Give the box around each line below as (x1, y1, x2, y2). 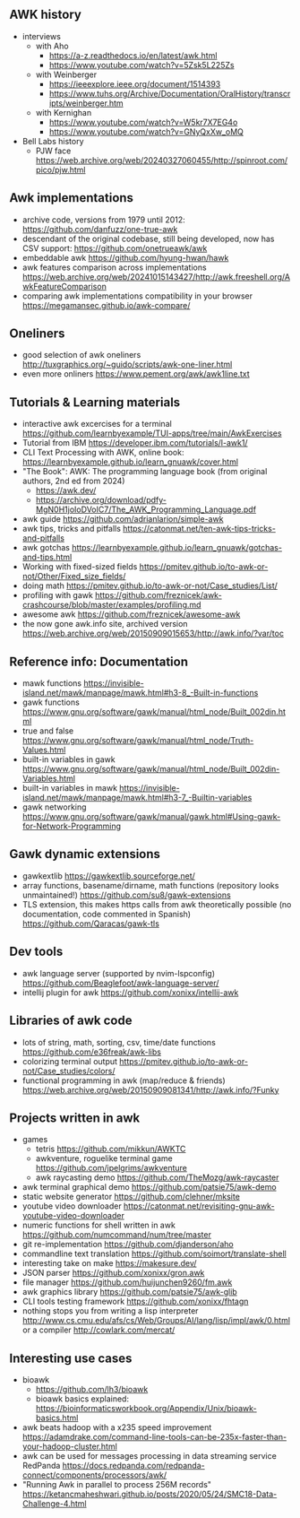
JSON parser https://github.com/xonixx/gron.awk (21, 1268, 205, 1279)
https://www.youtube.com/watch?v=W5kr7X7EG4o (48, 117, 238, 127)
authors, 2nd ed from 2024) (21, 475, 125, 487)
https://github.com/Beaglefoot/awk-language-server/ (21, 977, 219, 988)
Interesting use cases (9, 1350, 133, 1366)
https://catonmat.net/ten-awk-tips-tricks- (122, 524, 276, 534)
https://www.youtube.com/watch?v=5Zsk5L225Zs (48, 59, 235, 70)
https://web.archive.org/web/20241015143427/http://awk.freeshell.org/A (21, 271, 291, 282)
